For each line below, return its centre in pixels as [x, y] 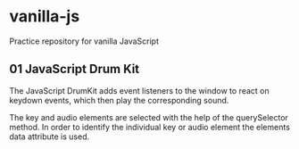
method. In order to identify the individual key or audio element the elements [149, 127]
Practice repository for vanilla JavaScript [84, 41]
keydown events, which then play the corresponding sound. [119, 100]
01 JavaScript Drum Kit [75, 69]
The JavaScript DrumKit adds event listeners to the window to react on [139, 90]
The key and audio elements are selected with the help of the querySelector [149, 117]
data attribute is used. [50, 137]
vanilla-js [45, 17]
